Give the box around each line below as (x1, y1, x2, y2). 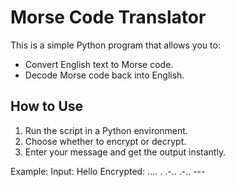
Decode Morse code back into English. (24, 69, 185, 81)
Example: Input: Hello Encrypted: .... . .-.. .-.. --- (10, 165, 206, 177)
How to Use (10, 98, 84, 115)
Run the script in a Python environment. (24, 124, 188, 136)
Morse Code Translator (10, 6, 207, 29)
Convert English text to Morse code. (24, 58, 174, 70)
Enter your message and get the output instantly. (24, 146, 227, 158)
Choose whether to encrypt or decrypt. (24, 135, 187, 147)
